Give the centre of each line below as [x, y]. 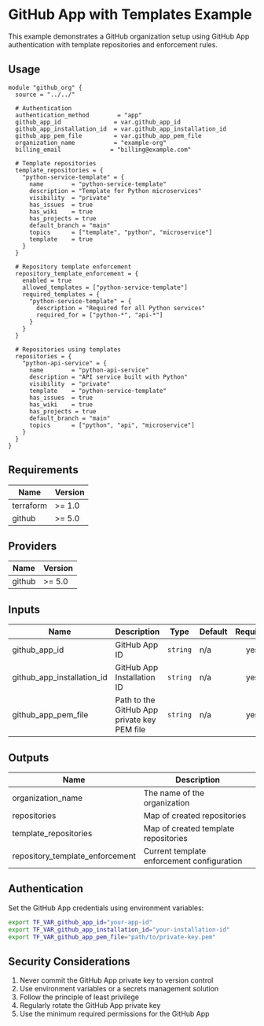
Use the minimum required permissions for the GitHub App [114, 1014]
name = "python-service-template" [98, 184]
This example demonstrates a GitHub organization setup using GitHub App [129, 36]
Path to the [135, 700]
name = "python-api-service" [89, 370]
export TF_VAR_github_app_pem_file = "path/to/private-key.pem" [112, 937]
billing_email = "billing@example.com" [103, 150]
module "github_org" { [45, 87]
